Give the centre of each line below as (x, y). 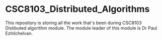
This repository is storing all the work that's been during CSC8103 (73, 23)
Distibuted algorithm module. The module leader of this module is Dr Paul (81, 28)
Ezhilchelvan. (19, 33)
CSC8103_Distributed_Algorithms (77, 9)
